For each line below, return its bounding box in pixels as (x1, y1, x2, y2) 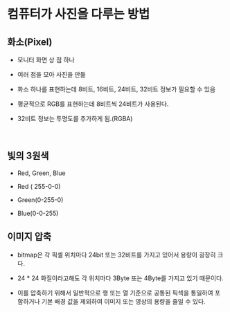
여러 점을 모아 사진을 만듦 (17, 71, 87, 78)
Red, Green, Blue (17, 169, 66, 177)
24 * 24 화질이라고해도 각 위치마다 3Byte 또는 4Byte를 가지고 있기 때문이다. (17, 274, 224, 282)
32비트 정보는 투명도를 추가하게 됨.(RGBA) (17, 115, 133, 122)
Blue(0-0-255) (17, 209, 59, 217)
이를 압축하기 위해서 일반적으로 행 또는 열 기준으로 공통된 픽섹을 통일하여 (17, 288, 213, 297)
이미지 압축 (7, 231, 52, 243)
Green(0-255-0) (17, 195, 64, 204)
